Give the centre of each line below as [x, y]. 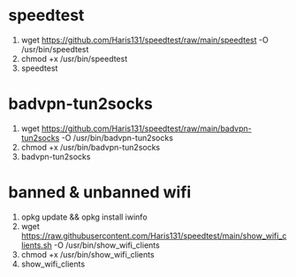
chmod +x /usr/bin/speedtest [74, 58]
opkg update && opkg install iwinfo [84, 217]
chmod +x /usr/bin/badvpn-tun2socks [91, 147]
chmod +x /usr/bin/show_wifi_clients [88, 254]
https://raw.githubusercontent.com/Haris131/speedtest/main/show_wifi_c [154, 235]
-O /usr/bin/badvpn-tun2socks [118, 137]
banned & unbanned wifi [100, 192]
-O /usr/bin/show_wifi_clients [106, 245]
